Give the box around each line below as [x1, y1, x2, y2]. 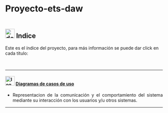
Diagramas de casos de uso [15, 81, 74, 87]
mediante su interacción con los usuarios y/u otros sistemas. [12, 97, 137, 103]
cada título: [5, 50, 28, 56]
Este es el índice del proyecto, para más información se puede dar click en [5, 45, 159, 51]
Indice [15, 32, 36, 40]
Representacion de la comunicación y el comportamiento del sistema [12, 92, 163, 98]
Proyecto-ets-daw [5, 3, 83, 14]
